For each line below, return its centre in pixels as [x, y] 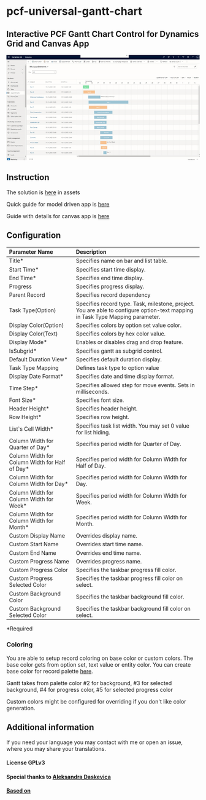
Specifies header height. [107, 409]
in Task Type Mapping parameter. [118, 316]
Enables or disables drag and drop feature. [129, 342]
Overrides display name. [107, 536]
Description [91, 252]
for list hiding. [93, 432]
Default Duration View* [38, 359]
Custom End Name [32, 553]
